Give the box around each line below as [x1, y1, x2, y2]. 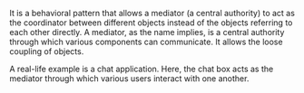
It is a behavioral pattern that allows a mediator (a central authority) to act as [9, 8, 295, 18]
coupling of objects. [9, 46, 84, 57]
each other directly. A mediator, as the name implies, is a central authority [9, 27, 285, 37]
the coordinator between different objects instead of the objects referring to [9, 17, 293, 28]
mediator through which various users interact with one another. [9, 73, 250, 84]
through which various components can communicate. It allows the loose [9, 36, 283, 47]
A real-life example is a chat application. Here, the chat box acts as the [9, 63, 274, 74]
